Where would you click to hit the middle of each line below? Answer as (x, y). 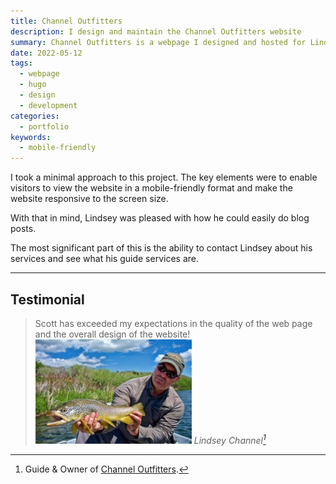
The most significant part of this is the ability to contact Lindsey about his (161, 248)
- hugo (33, 85)
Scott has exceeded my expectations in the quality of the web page (173, 323)
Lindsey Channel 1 (230, 439)
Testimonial (47, 299)
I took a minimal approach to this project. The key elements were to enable (164, 177)
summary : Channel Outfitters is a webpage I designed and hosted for (158, 42)
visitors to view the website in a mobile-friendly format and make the (151, 188)
